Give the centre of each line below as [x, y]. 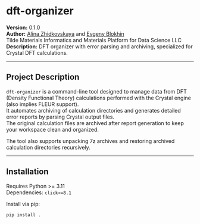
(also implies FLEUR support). [43, 104]
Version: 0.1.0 [23, 27]
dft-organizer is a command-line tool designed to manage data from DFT [97, 91]
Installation [27, 172]
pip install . [24, 215]
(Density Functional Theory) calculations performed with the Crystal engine [99, 98]
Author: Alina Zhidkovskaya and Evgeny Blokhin [65, 33]
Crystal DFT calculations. [37, 52]
